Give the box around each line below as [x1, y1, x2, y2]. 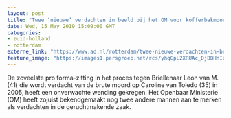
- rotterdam [7, 42, 41, 49]
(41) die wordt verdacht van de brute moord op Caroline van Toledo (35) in [7, 80, 218, 89]
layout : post [7, 10, 45, 17]
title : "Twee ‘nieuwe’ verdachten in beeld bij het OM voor [7, 16, 184, 23]
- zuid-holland [7, 36, 51, 43]
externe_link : [7, 49, 48, 56]
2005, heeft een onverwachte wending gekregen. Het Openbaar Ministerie [7, 88, 219, 96]
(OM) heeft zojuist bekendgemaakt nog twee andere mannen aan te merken [7, 95, 222, 104]
